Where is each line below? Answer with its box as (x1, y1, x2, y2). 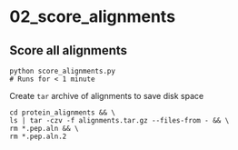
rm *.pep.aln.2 (9, 132, 67, 141)
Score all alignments (9, 43, 128, 58)
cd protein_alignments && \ (9, 108, 116, 117)
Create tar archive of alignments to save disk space (9, 91, 204, 101)
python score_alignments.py (9, 66, 116, 75)
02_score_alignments (9, 6, 175, 27)
